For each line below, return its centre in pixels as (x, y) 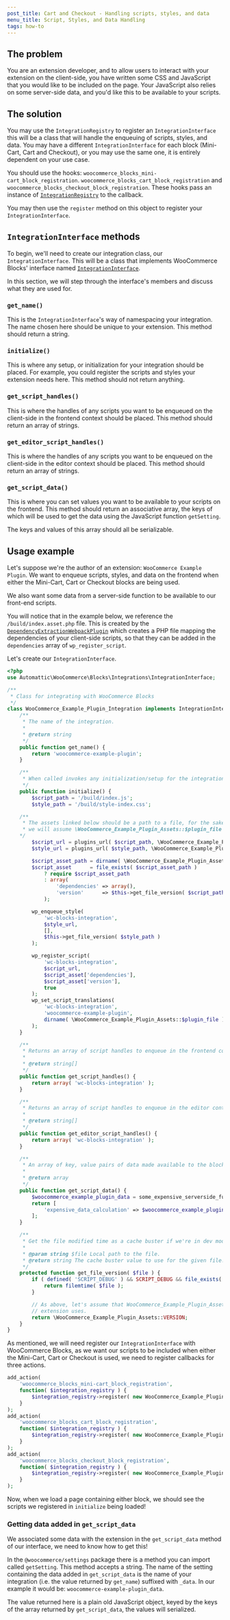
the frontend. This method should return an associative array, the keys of (110, 509)
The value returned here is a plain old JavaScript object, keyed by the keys (112, 1602)
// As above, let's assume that (78, 1305)
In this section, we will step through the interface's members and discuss (110, 281)
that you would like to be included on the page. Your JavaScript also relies (112, 85)
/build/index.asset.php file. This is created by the (78, 623)
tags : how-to (26, 26)
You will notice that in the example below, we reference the (90, 616)
